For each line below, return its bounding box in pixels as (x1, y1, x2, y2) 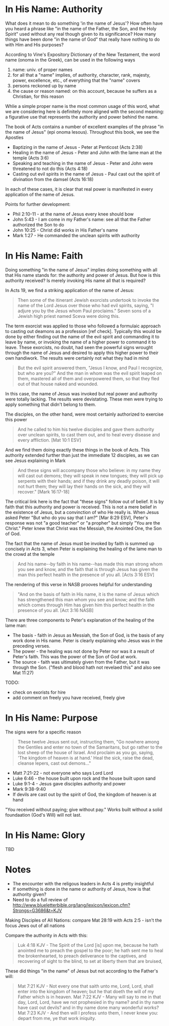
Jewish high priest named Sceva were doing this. (17, 313, 120, 319)
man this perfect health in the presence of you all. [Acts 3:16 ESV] (17, 572, 155, 578)
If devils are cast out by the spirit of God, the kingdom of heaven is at (12, 791, 156, 797)
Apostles (5, 134, 24, 140)
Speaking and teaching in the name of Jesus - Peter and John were (12, 160, 153, 166)
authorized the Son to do (12, 221, 65, 227)
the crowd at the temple (5, 551, 55, 557)
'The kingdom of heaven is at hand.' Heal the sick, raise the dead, (17, 755, 154, 761)
